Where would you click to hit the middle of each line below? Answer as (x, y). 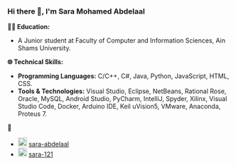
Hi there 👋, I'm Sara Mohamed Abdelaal (76, 11)
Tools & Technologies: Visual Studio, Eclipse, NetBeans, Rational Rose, (122, 91)
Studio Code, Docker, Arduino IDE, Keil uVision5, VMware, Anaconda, (119, 107)
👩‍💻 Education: (29, 27)
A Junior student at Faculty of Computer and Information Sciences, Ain (122, 41)
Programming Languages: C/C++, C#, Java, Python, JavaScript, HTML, (123, 76)
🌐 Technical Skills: (36, 62)
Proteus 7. (32, 114)
